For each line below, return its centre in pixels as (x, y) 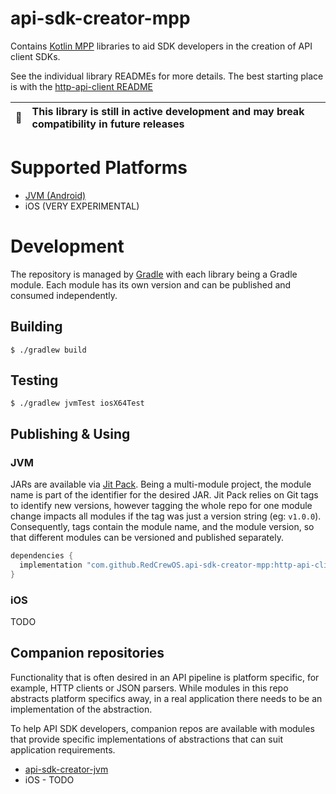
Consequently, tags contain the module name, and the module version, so (162, 527)
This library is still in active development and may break (168, 111)
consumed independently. (64, 295)
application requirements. (63, 749)
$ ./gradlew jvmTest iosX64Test (77, 403)
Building (36, 327)
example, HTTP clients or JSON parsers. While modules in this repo (149, 688)
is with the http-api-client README (82, 86)
